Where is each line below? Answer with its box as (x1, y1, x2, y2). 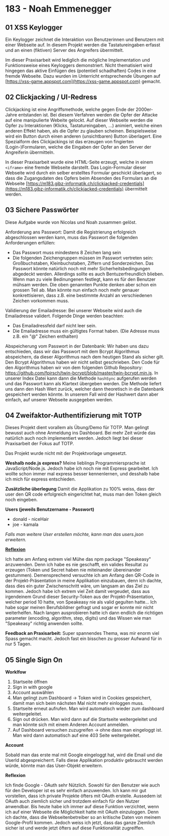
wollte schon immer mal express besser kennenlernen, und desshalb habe (5, 471, 160, 477)
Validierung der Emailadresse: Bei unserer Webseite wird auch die (5, 307, 142, 313)
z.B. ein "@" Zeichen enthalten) (12, 333, 78, 339)
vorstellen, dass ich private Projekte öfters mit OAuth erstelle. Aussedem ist (5, 793, 162, 799)
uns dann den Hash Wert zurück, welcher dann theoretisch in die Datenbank (5, 386, 164, 392)
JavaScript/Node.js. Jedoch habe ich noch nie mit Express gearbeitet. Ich (5, 465, 158, 471)
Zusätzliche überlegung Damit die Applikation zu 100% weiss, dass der (5, 486, 155, 492)
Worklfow (5, 669, 26, 675)
